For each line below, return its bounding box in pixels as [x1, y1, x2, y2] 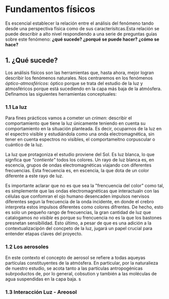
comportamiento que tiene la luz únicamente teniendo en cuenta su [5, 120, 146, 126]
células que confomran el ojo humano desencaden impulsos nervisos [5, 193, 150, 199]
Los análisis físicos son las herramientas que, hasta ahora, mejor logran [5, 69, 154, 76]
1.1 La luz [5, 103, 27, 110]
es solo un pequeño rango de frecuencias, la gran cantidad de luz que [5, 209, 151, 215]
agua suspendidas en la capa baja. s [5, 276, 81, 282]
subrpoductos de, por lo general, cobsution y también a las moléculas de [5, 271, 157, 277]
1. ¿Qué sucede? [5, 56, 58, 65]
